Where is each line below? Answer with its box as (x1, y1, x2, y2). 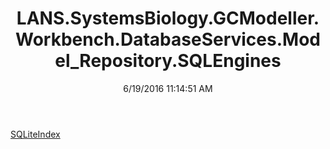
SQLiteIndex (10, 128, 61, 140)
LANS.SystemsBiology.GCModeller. (16, 7, 320, 30)
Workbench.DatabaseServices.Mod (15, 28, 321, 51)
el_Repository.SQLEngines (54, 50, 282, 72)
